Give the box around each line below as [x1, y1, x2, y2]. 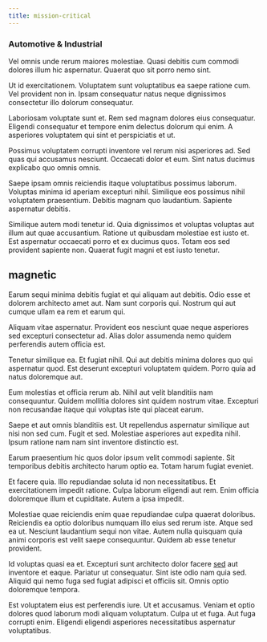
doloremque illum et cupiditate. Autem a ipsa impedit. [8, 494, 184, 503]
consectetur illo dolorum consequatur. [8, 97, 135, 107]
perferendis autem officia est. [8, 339, 106, 349]
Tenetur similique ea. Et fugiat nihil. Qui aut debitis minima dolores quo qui [8, 355, 253, 364]
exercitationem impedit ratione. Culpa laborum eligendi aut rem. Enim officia [8, 485, 259, 494]
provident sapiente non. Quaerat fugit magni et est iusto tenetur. [8, 245, 220, 254]
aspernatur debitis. [8, 204, 71, 213]
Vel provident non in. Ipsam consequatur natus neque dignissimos [8, 89, 227, 99]
